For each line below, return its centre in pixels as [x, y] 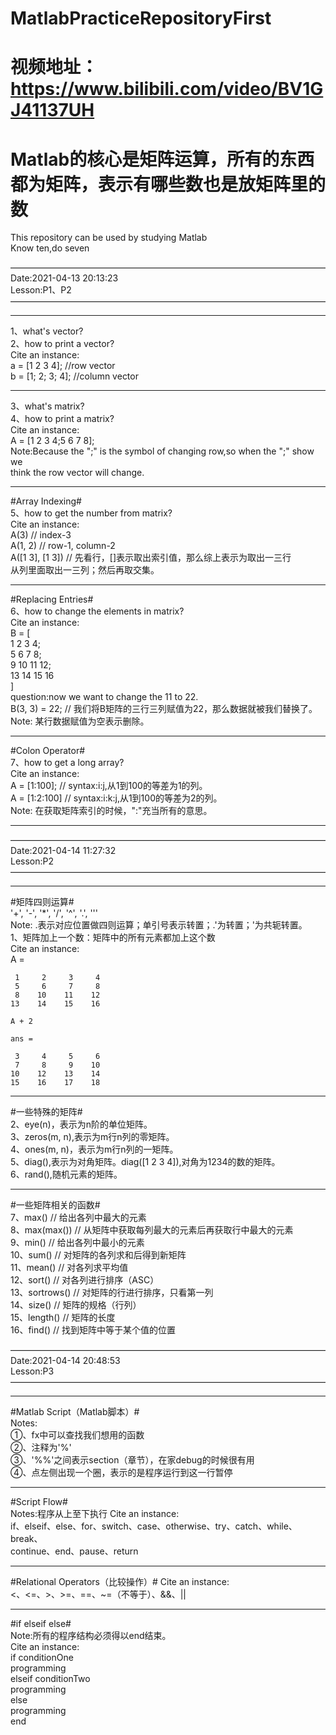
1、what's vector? [47, 331]
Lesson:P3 [32, 1371]
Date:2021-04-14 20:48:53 [65, 1361]
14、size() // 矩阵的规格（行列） [76, 1305]
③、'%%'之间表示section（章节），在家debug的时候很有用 [132, 1460]
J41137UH [52, 110]
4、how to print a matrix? [62, 419]
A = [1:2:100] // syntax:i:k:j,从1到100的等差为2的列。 [116, 798]
